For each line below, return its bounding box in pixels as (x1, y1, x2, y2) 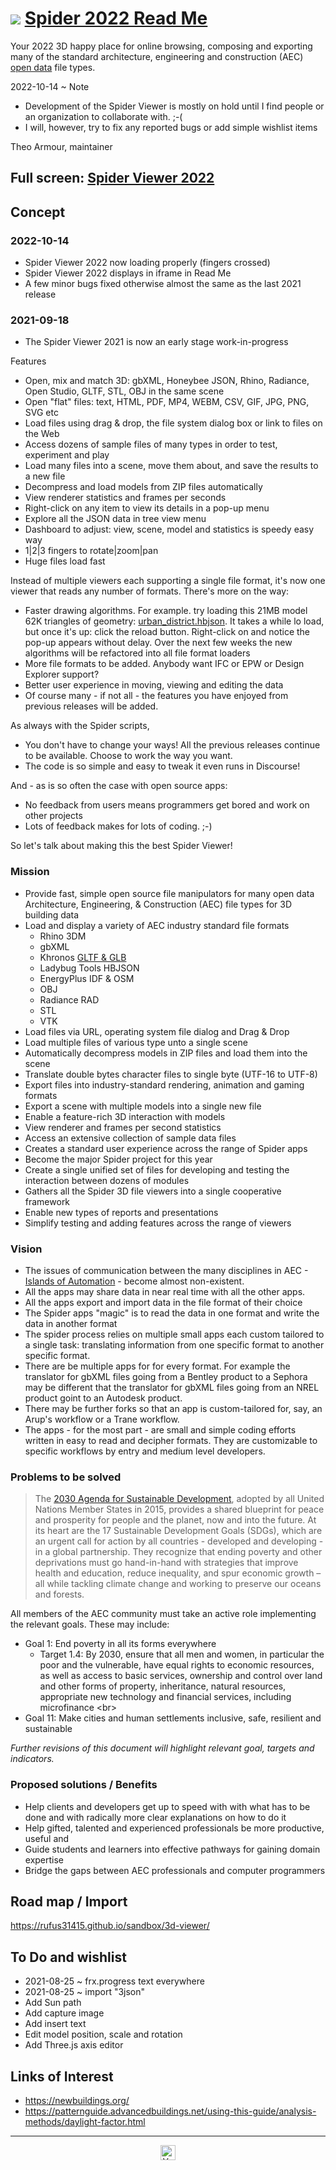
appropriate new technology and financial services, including (39, 1691, 292, 1703)
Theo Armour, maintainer (10, 140, 113, 152)
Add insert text (24, 2018, 87, 2030)
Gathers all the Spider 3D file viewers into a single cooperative (24, 1185, 282, 1197)
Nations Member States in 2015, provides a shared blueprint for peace (34, 1503, 325, 1516)
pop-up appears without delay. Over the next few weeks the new (24, 637, 293, 649)
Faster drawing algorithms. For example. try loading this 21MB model (24, 605, 308, 617)
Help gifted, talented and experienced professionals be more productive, (24, 1822, 325, 1834)
